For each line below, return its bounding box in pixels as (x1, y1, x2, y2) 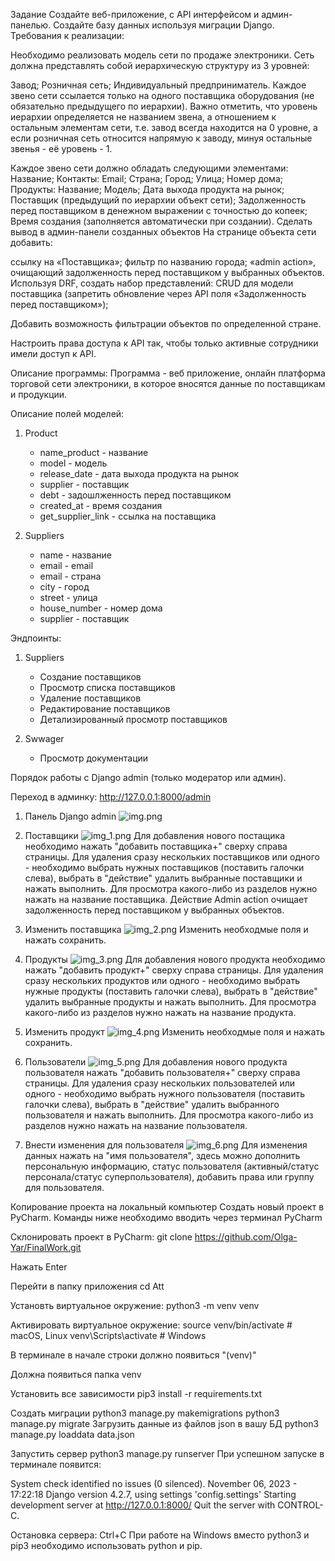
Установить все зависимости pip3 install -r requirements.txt (10, 1388, 263, 1399)
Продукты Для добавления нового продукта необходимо (24, 954, 326, 965)
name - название (39, 549, 112, 561)
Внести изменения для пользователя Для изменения (24, 1139, 308, 1151)
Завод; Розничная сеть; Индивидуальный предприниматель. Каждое (10, 79, 307, 91)
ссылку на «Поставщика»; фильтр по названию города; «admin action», (10, 256, 317, 268)
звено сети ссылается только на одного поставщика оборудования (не (10, 90, 315, 101)
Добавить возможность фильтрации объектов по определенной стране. (10, 318, 322, 329)
